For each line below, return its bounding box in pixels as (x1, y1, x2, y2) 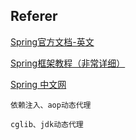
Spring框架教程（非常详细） (10, 57, 126, 69)
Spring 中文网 (10, 78, 67, 90)
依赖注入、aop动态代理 (10, 100, 92, 110)
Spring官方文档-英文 (10, 35, 95, 48)
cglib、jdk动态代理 (10, 119, 84, 129)
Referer (10, 8, 58, 25)
